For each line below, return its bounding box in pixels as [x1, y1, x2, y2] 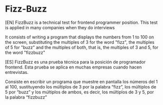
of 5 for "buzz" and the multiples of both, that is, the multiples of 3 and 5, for [5, 44, 159, 50]
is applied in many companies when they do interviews [5, 24, 115, 30]
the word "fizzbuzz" [5, 50, 45, 55]
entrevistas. [5, 69, 29, 75]
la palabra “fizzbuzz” [5, 94, 47, 100]
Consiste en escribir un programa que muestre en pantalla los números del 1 [5, 79, 158, 85]
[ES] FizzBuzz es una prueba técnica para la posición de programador [5, 59, 146, 65]
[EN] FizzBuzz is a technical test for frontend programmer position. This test [5, 19, 158, 25]
